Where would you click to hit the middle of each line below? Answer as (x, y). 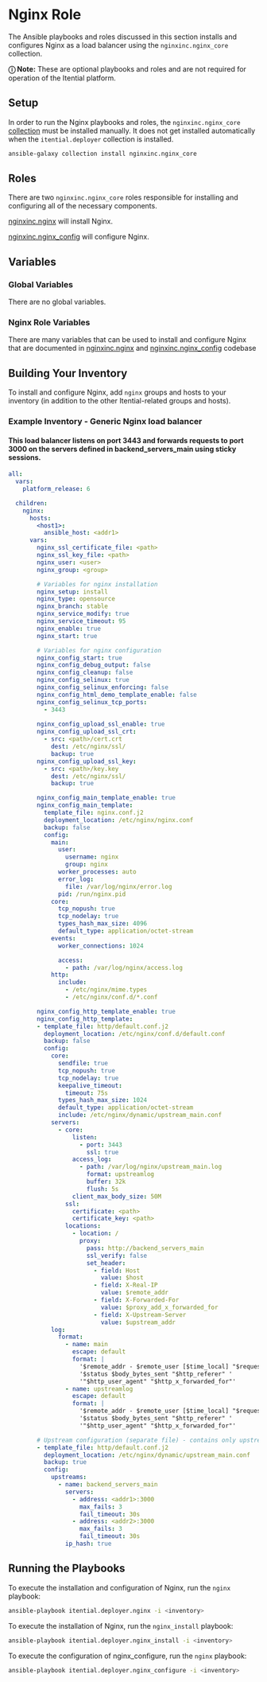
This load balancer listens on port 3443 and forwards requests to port (126, 440)
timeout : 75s (87, 1093)
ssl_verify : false (117, 1256)
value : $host (122, 1278)
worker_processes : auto (97, 872)
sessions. (25, 457)
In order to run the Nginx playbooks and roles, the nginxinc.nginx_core (124, 122)
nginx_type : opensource (76, 599)
